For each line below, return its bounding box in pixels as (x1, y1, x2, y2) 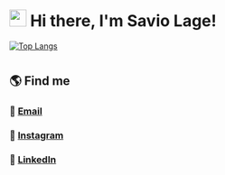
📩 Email (9, 105, 42, 117)
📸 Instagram (9, 129, 64, 142)
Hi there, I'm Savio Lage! (30, 11, 217, 32)
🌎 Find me (9, 73, 70, 89)
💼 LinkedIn (9, 153, 57, 166)
